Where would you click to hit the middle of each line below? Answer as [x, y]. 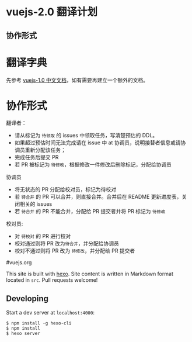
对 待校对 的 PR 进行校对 [43, 236]
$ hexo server [23, 334]
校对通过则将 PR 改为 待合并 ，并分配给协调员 [67, 244]
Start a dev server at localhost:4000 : [50, 313]
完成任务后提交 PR [36, 157]
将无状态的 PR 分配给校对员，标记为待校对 [65, 189]
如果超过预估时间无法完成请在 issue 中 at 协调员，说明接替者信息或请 [97, 143]
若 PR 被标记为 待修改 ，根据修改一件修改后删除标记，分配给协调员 [93, 165]
